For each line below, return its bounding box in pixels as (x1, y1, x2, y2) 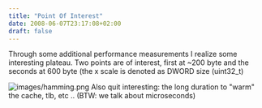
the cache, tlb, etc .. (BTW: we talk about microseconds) (8, 91, 196, 101)
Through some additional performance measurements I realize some (8, 50, 238, 59)
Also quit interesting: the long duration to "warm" (91, 82, 256, 92)
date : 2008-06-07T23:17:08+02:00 (8, 19, 122, 28)
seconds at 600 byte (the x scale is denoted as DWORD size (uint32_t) (8, 67, 244, 76)
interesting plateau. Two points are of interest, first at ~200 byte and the (8, 58, 249, 67)
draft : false (8, 27, 53, 35)
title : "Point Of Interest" (8, 11, 104, 20)
